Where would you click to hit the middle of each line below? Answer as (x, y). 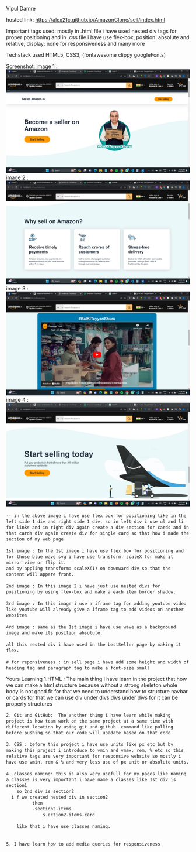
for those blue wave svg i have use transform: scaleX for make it (90, 557)
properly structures (29, 704)
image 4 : (17, 399)
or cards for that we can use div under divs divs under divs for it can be (92, 697)
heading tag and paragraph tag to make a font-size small (78, 668)
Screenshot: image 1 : (32, 66)
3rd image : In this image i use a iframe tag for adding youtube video (96, 604)
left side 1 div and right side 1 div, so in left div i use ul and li (95, 522)
